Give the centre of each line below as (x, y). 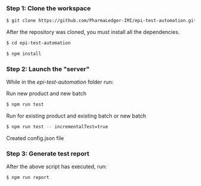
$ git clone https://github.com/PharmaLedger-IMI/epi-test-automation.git (101, 21)
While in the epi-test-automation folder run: (60, 82)
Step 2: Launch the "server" (48, 69)
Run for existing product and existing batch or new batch (76, 116)
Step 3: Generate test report (48, 153)
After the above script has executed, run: (57, 167)
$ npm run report (28, 178)
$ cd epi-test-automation (38, 43)
